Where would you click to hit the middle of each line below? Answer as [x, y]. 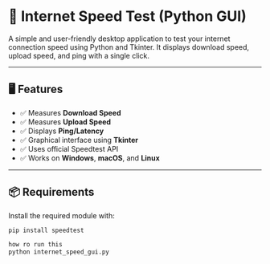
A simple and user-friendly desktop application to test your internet [119, 39]
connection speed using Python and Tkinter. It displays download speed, [129, 47]
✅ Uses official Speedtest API [69, 148]
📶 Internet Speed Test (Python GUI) [127, 16]
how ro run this [35, 245]
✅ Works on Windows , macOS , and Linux [90, 158]
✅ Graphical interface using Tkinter [79, 140]
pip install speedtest [46, 230]
